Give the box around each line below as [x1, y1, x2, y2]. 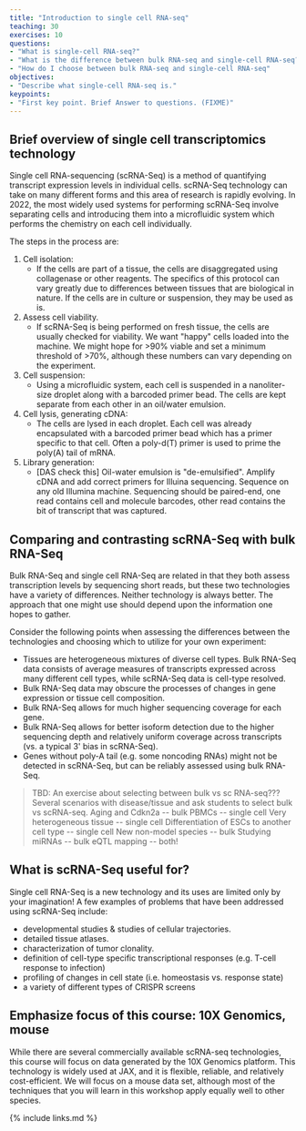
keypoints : [9, 89, 51, 98]
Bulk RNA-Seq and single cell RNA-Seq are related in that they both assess [9, 570, 291, 581]
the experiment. [36, 361, 96, 372]
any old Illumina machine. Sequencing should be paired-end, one [36, 486, 280, 497]
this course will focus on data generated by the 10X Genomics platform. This [9, 1055, 296, 1066]
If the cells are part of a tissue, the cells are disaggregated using [36, 263, 279, 274]
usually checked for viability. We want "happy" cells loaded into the [36, 331, 290, 342]
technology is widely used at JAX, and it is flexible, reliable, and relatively [9, 1065, 284, 1076]
